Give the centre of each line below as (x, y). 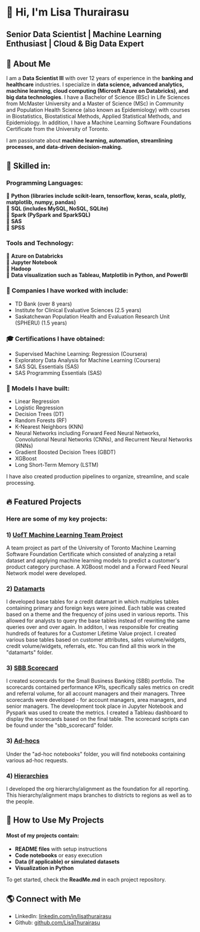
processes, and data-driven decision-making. (64, 147)
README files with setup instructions (61, 849)
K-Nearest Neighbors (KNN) (49, 427)
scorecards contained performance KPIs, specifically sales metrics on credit (100, 687)
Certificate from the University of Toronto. (58, 129)
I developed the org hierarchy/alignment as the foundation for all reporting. (98, 789)
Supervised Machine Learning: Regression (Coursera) (81, 354)
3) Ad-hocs (23, 741)
